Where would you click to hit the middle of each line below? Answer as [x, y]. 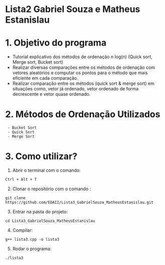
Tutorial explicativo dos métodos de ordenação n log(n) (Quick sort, [82, 57]
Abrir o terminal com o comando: [47, 170]
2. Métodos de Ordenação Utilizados [83, 114]
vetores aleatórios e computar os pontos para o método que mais [80, 73]
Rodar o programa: [32, 249]
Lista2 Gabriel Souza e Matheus [73, 9]
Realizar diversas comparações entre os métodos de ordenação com [84, 68]
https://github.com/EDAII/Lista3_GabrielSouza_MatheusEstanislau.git [79, 202]
